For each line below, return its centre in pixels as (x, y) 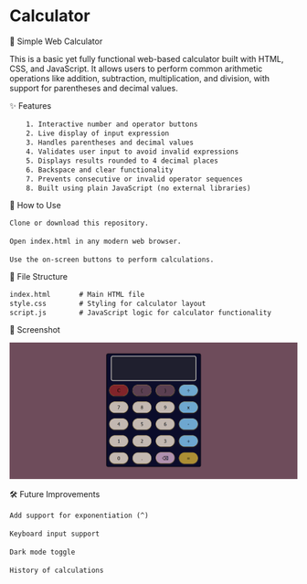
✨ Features (31, 105)
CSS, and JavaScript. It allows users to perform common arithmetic (136, 69)
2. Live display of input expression (98, 133)
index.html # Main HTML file (77, 294)
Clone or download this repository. (79, 223)
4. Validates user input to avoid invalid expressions (132, 152)
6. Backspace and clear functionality (100, 170)
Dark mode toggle (42, 552)
